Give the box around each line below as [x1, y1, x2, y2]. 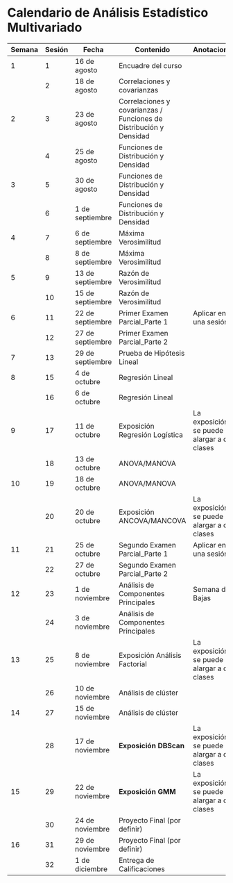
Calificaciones [119, 864, 165, 873]
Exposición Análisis [119, 650, 182, 660]
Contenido [135, 44, 171, 54]
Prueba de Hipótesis [119, 348, 185, 358]
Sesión [44, 44, 69, 54]
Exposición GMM [119, 786, 176, 796]
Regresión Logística [119, 429, 184, 439]
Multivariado [7, 19, 83, 35]
